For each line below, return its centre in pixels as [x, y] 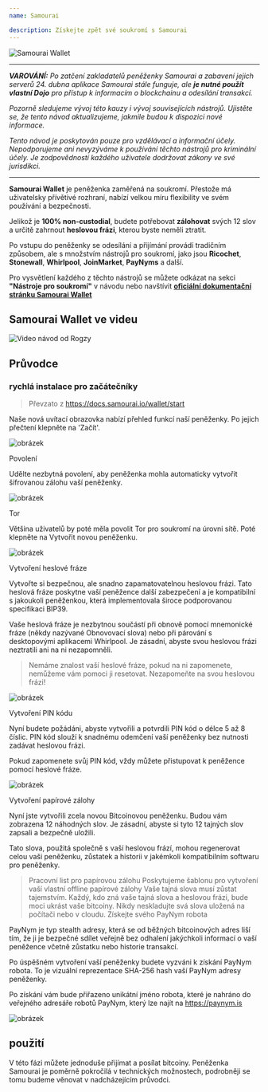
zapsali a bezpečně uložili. [52, 833]
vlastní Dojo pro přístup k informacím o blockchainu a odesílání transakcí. [131, 92]
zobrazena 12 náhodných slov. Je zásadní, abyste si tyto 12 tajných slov [126, 824]
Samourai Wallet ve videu [74, 319]
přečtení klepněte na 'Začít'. [54, 428]
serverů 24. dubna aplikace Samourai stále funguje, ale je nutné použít [127, 84]
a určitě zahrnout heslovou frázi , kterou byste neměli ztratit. [108, 230]
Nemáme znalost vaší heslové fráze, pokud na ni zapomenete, [130, 665]
